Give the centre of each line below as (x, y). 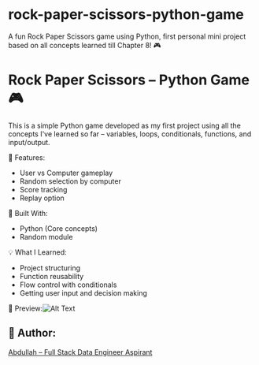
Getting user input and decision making (83, 292)
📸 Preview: (26, 308)
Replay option (42, 198)
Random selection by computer (70, 181)
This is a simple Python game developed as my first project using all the (125, 125)
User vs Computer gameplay (66, 173)
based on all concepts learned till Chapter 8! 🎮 (85, 45)
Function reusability (52, 276)
